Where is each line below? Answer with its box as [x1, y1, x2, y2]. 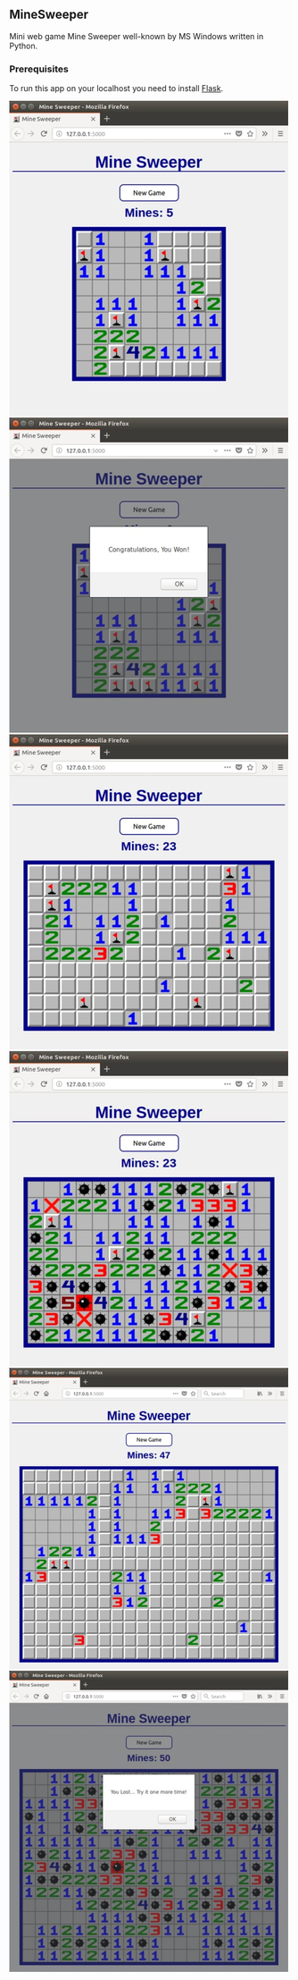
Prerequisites [9, 63, 69, 75]
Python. [9, 40, 38, 51]
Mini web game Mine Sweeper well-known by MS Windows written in [9, 30, 264, 41]
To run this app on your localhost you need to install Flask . [9, 83, 224, 94]
